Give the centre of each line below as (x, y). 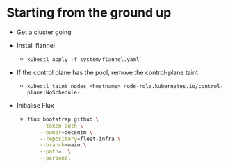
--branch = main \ (63, 145)
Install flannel (35, 45)
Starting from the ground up (89, 13)
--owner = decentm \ (66, 132)
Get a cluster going (44, 32)
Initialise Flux (35, 105)
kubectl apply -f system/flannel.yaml (83, 59)
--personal (55, 158)
